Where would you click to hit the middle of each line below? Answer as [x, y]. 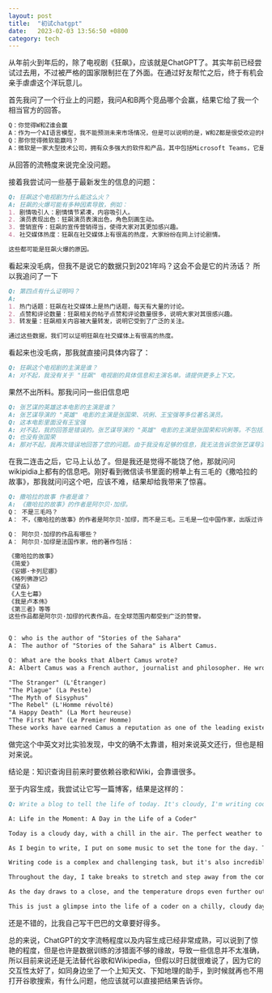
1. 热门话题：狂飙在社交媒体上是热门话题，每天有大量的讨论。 [98, 306]
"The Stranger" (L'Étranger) [57, 682]
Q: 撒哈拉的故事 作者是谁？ [49, 497]
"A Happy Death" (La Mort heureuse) [70, 713]
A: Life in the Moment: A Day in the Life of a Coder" [103, 819]
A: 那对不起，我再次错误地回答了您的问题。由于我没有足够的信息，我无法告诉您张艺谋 [132, 445]
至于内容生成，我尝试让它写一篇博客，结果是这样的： [97, 788]
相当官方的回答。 [37, 110]
